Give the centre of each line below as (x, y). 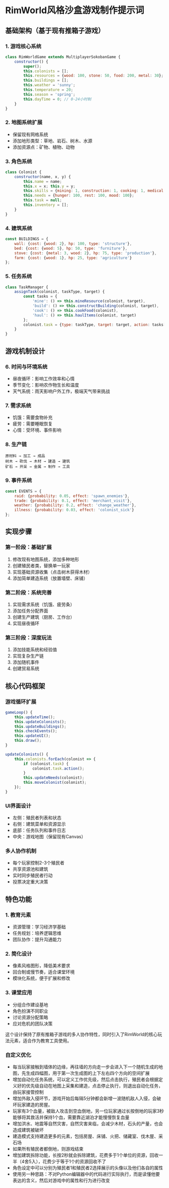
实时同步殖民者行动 (33, 876)
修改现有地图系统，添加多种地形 (46, 559)
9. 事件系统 (19, 480)
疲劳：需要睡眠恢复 (33, 424)
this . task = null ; (43, 200)
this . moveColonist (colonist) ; (55, 783)
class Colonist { (23, 172)
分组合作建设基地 (30, 1004)
